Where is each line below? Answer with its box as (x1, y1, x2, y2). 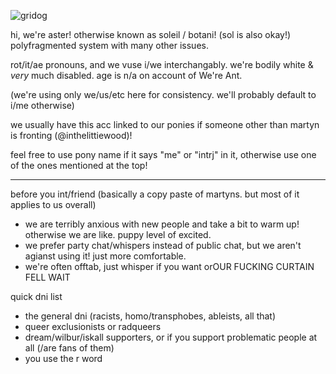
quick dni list (10, 291, 63, 302)
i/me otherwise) (10, 100, 75, 111)
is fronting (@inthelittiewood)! (10, 130, 133, 141)
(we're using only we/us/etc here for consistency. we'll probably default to (10, 89, 317, 100)
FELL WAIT (24, 271, 71, 283)
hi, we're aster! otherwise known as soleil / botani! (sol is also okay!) (10, 29, 292, 40)
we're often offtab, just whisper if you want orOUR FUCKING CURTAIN (24, 261, 315, 272)
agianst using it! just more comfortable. (24, 250, 187, 262)
